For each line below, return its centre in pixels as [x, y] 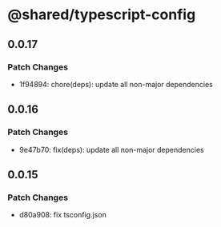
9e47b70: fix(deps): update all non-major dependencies [112, 149]
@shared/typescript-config [102, 15]
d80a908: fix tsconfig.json [63, 215]
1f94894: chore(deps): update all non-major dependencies [116, 84]
